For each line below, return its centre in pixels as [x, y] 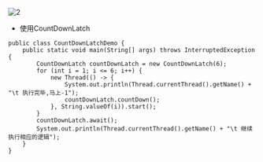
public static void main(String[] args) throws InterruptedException [139, 50]
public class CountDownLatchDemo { [67, 43]
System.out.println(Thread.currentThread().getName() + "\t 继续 [145, 129]
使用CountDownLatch [55, 28]
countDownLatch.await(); [77, 120]
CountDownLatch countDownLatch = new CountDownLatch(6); [131, 64]
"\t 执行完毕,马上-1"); [43, 93]
